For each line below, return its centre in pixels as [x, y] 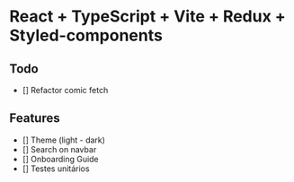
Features [35, 118]
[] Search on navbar [59, 149]
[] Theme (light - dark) [64, 140]
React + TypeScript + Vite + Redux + [147, 17]
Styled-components [86, 35]
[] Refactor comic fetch [65, 90]
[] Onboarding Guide [60, 159]
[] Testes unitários [56, 169]
